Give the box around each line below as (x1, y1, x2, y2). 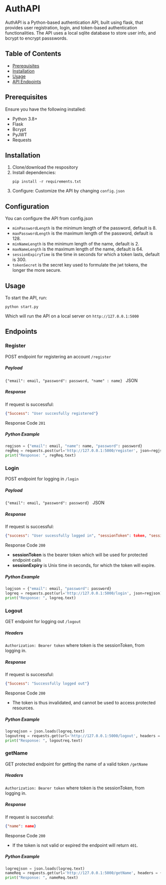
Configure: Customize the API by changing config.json (12, 188, 125, 194)
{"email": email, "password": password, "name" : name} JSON (5, 378, 138, 383)
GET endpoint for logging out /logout (5, 619, 81, 625)
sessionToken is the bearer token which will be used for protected (12, 552, 148, 558)
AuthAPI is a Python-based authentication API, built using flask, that (5, 19, 143, 25)
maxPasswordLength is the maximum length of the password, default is (12, 230, 153, 236)
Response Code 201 (5, 420, 45, 426)
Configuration (5, 202, 49, 211)
